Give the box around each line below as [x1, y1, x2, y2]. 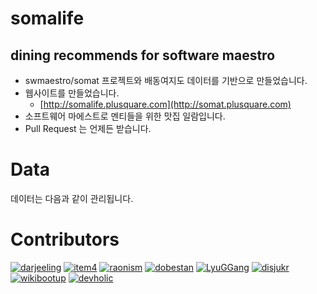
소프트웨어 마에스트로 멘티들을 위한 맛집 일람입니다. [24, 110, 226, 122]
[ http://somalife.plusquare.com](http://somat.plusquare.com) [39, 98, 292, 110]
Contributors [10, 228, 120, 251]
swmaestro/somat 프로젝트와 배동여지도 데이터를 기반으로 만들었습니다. [24, 75, 308, 86]
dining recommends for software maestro [10, 47, 276, 64]
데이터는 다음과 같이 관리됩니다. [10, 192, 134, 204]
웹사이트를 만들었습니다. [24, 87, 120, 99]
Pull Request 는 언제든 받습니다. [24, 123, 152, 134]
